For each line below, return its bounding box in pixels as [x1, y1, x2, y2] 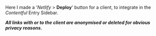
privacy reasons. [5, 25, 42, 31]
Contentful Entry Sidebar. [5, 10, 59, 16]
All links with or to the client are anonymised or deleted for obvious [5, 20, 150, 25]
